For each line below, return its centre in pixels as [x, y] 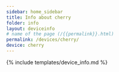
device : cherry [25, 46]
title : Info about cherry [38, 17]
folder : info [23, 23]
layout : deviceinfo [31, 28]
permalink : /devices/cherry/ [43, 40]
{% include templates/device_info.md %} [57, 62]
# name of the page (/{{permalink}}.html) [60, 34]
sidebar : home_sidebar [35, 12]
